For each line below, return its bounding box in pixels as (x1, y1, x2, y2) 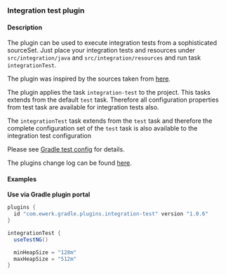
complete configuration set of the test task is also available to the (7, 124, 198, 133)
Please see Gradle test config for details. (7, 145, 125, 154)
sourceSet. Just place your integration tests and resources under (7, 46, 195, 55)
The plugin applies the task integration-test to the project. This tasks (7, 88, 211, 97)
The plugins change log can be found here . (7, 159, 132, 167)
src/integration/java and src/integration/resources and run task (7, 53, 201, 62)
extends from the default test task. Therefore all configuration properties (7, 95, 219, 104)
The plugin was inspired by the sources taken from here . (7, 74, 171, 83)
